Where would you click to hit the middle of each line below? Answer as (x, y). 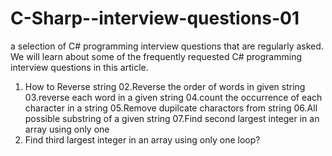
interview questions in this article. (79, 67)
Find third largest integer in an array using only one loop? (142, 139)
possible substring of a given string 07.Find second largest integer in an (172, 118)
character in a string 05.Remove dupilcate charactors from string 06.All (171, 108)
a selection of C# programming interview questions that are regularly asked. (167, 46)
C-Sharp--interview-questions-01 (155, 18)
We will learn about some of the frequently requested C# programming (156, 56)
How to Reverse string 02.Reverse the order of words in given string (165, 86)
